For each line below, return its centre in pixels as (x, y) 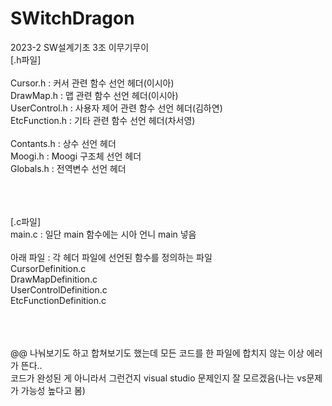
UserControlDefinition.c (59, 289)
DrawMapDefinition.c (54, 279)
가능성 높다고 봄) (53, 390)
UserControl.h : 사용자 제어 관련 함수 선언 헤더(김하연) (116, 108)
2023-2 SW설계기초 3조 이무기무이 (80, 47)
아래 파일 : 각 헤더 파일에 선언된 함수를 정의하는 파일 (111, 257)
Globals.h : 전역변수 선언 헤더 (68, 168)
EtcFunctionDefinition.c (58, 300)
